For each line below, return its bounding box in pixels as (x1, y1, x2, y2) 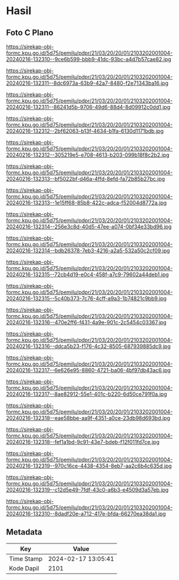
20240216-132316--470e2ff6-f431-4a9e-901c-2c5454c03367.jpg (6, 319, 167, 326)
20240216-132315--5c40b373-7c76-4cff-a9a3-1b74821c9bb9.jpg (6, 295, 167, 301)
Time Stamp (9, 555, 43, 563)
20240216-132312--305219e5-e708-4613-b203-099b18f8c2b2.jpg (6, 151, 170, 158)
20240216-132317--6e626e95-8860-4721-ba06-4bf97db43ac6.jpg (6, 367, 171, 373)
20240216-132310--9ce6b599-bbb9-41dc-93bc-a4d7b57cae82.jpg (6, 56, 172, 62)
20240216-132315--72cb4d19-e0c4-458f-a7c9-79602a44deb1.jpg (6, 271, 169, 278)
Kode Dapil (9, 564, 39, 572)
